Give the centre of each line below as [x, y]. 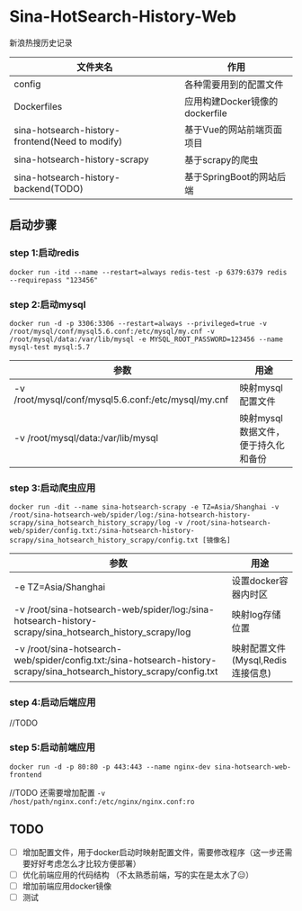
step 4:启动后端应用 [53, 702]
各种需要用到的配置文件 [234, 85]
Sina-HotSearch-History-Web [123, 17]
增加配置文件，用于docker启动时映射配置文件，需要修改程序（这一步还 [153, 852]
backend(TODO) [49, 188]
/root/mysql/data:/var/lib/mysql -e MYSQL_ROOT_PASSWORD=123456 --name [146, 339]
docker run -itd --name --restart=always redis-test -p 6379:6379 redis [148, 272]
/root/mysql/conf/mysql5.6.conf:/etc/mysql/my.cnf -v [112, 331]
